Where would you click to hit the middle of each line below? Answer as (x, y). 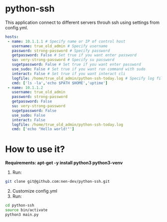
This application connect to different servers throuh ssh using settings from (83, 22)
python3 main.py (22, 215)
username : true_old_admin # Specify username (60, 46)
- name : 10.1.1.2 (25, 87)
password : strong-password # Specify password (61, 51)
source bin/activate (27, 210)
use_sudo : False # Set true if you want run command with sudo (79, 69)
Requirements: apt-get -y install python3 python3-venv (64, 163)
